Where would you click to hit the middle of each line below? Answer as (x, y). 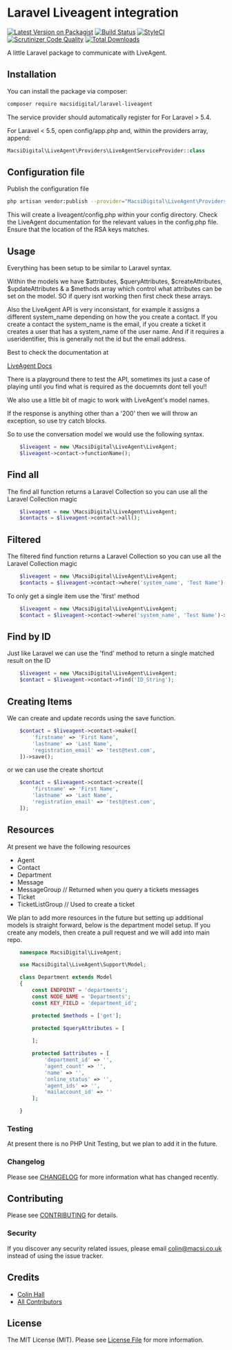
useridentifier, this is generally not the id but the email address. (97, 339)
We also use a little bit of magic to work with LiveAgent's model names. (108, 400)
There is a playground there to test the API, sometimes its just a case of (109, 379)
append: (19, 138)
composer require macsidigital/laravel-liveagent (80, 104)
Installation (32, 74)
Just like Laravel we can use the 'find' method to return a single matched (111, 653)
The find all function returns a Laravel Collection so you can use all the (108, 491)
